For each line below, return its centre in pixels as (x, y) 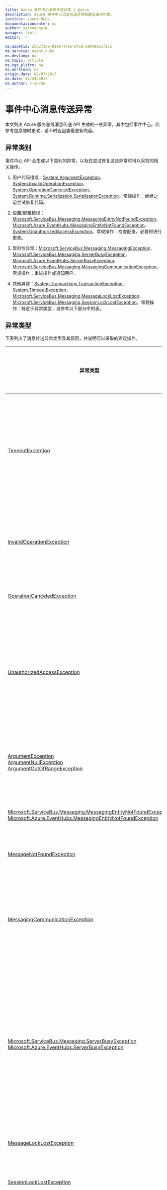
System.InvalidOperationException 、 (50, 183)
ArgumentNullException (35, 762)
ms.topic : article (24, 60)
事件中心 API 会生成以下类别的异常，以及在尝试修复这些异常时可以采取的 (80, 160)
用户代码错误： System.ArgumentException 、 (58, 177)
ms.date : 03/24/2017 (27, 79)
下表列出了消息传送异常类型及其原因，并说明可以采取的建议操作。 (73, 338)
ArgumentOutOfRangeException (45, 769)
